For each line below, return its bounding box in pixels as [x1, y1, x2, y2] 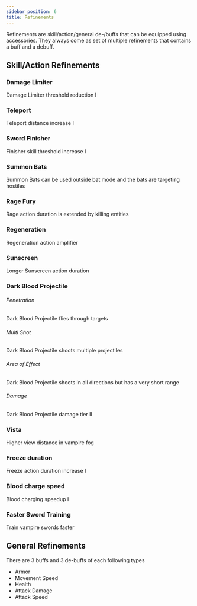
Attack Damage [14, 587, 53, 594]
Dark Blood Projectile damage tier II [6, 411, 93, 418]
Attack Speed [14, 593, 49, 600]
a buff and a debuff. [6, 43, 54, 50]
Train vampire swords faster [6, 524, 75, 531]
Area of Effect [6, 360, 40, 367]
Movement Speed [14, 574, 58, 581]
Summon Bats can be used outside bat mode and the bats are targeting [6, 176, 180, 184]
